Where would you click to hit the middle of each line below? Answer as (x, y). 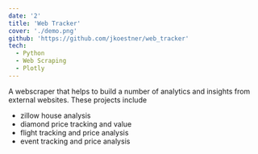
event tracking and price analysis (75, 141)
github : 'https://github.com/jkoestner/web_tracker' (99, 38)
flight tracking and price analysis (74, 132)
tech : (17, 46)
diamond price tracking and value (76, 124)
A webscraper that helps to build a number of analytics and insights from (129, 91)
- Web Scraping (41, 61)
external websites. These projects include (78, 100)
